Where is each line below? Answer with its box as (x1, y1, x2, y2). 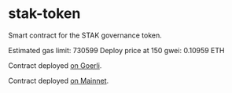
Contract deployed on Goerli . (8, 60, 102, 70)
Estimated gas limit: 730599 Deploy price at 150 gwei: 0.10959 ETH (8, 45, 225, 55)
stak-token (8, 5, 81, 23)
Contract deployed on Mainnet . (8, 76, 109, 85)
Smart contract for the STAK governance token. (8, 30, 163, 40)
